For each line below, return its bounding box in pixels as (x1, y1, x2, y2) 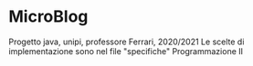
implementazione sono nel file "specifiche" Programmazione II (8, 45, 244, 56)
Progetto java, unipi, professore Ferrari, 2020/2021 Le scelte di (8, 36, 245, 47)
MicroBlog (8, 6, 89, 27)
